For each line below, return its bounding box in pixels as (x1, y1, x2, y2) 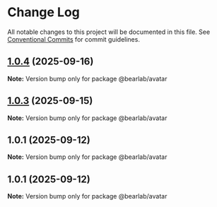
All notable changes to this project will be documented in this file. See (7, 28, 211, 36)
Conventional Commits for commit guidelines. (7, 35, 140, 43)
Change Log (7, 4, 80, 20)
